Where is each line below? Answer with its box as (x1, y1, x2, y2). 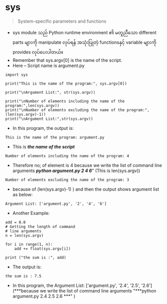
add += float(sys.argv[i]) (14, 246, 71, 251)
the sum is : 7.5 (5, 273, 42, 278)
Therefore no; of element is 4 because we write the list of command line (12, 162, 162, 168)
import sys (5, 72, 28, 77)
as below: (12, 191, 33, 197)
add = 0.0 (5, 219, 26, 225)
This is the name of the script (12, 143, 75, 149)
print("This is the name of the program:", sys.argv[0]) (5, 81, 127, 86)
